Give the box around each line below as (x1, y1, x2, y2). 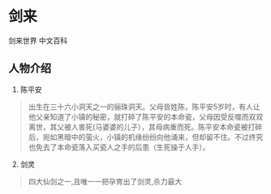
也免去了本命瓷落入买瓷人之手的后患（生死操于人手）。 (28, 142, 210, 152)
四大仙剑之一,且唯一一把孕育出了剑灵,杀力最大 (28, 176, 183, 186)
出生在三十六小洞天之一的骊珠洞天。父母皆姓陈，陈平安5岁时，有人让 (28, 102, 261, 112)
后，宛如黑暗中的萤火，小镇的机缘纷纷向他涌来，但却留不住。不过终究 (28, 132, 264, 141)
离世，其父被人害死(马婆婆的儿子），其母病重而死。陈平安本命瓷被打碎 (28, 122, 262, 132)
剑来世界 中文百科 (8, 36, 67, 45)
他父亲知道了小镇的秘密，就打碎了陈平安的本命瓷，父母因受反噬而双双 (28, 112, 264, 121)
